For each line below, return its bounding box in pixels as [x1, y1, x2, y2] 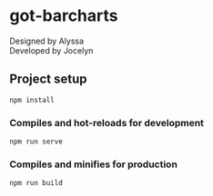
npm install [9, 95, 55, 104]
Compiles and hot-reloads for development [9, 116, 205, 129]
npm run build [9, 179, 64, 188]
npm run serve [9, 137, 64, 146]
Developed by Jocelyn [9, 44, 94, 55]
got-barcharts [9, 5, 118, 26]
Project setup [9, 72, 88, 87]
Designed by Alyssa [9, 35, 85, 46]
